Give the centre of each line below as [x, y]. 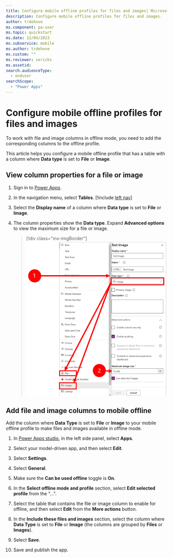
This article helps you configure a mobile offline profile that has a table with [86, 153]
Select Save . [27, 540]
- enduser [21, 76]
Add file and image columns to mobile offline [79, 411]
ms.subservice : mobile [30, 44]
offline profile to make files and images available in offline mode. [74, 428]
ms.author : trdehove [28, 49]
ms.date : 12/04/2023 [28, 38]
